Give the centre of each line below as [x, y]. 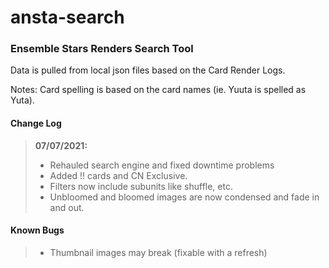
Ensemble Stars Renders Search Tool [102, 49]
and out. [67, 207]
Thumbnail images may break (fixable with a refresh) [158, 252]
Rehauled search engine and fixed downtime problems [162, 165]
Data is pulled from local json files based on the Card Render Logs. [148, 70]
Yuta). [22, 100]
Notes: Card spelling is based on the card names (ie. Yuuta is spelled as [158, 90]
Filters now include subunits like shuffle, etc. [141, 186]
